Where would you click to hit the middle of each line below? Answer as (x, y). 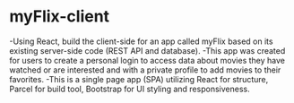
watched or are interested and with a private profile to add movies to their (145, 70)
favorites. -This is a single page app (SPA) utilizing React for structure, (139, 79)
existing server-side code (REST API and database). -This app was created (147, 50)
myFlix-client (60, 17)
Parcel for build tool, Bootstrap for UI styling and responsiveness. (130, 89)
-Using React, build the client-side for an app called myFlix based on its (141, 41)
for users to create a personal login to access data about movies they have (147, 60)
